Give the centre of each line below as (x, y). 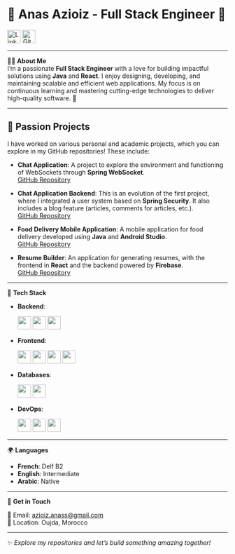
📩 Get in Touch (29, 501)
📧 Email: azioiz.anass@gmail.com (55, 515)
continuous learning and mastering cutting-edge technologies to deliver (111, 90)
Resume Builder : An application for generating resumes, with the (111, 257)
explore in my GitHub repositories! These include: (79, 151)
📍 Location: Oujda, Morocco (48, 522)
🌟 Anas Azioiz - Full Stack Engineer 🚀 (116, 14)
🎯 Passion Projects (49, 127)
